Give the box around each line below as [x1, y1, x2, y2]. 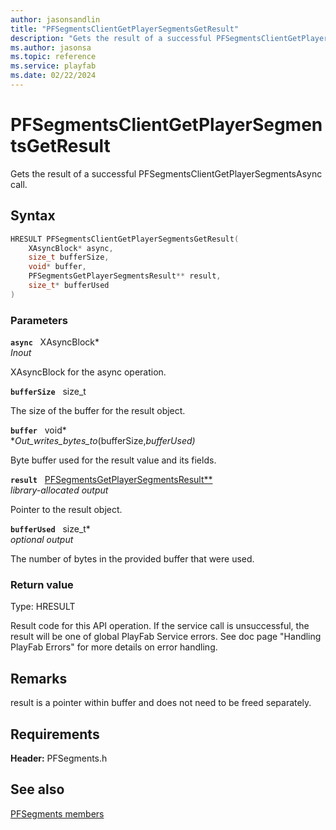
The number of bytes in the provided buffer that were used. [10, 553, 255, 565]
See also [10, 781, 65, 798]
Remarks [10, 670, 68, 687]
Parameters [10, 313, 68, 327]
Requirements [10, 726, 100, 743]
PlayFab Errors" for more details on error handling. [10, 641, 218, 653]
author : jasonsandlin [10, 14, 101, 25]
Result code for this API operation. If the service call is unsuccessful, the [10, 620, 310, 632]
